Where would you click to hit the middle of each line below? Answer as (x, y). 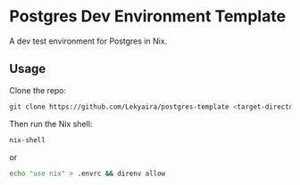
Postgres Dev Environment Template (148, 16)
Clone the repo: (38, 90)
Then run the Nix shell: (51, 124)
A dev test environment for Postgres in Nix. (88, 41)
